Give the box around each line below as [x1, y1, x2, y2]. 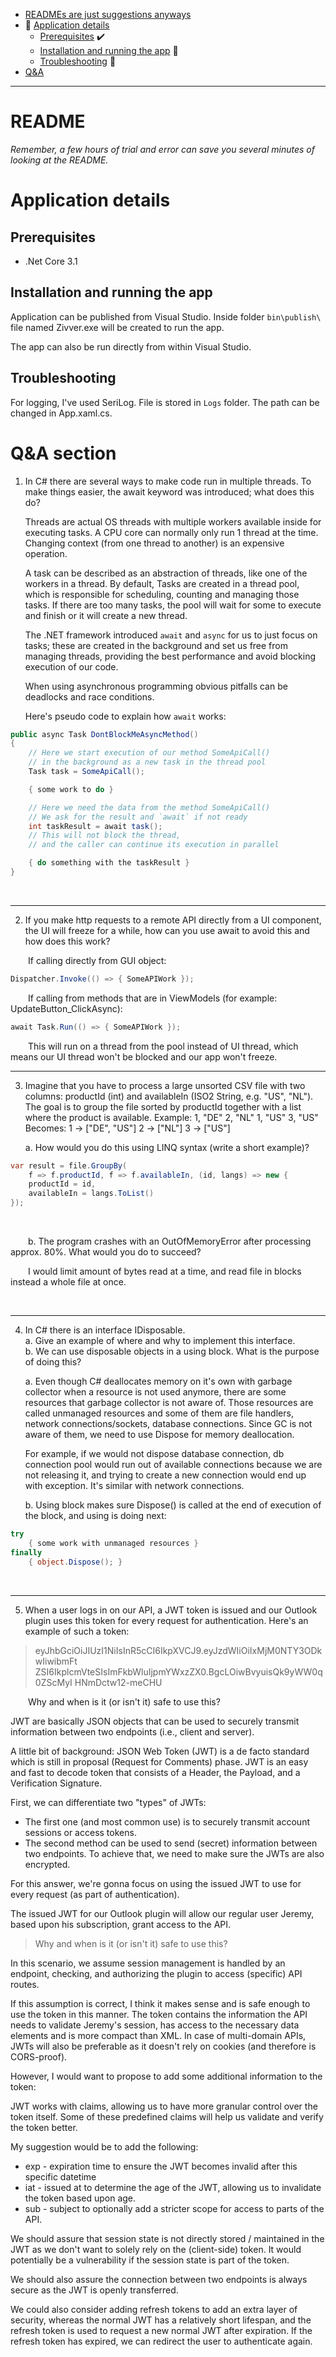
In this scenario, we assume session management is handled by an [10, 1957, 286, 1969]
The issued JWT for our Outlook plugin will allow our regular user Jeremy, [10, 1907, 315, 1919]
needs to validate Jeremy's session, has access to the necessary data [10, 2019, 300, 2031]
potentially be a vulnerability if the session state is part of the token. [10, 2254, 290, 2266]
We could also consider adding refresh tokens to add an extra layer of [10, 2303, 298, 2315]
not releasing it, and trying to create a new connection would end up [24, 1469, 307, 1481]
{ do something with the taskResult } [28, 858, 190, 868]
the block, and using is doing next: [24, 1510, 167, 1521]
